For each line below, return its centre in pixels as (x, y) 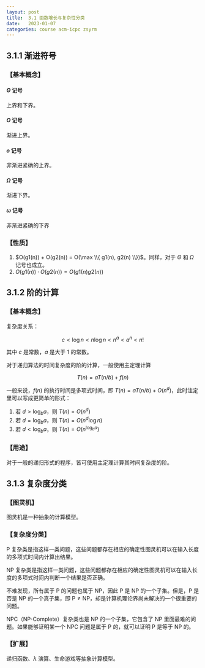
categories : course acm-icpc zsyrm (52, 29)
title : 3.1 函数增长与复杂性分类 (46, 18)
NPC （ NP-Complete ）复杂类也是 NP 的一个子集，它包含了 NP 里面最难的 (99, 619)
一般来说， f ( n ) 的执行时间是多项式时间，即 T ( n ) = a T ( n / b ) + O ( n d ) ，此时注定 (102, 390)
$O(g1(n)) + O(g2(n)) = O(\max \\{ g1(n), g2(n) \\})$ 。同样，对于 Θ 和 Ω (104, 257)
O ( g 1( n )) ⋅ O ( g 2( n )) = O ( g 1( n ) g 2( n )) (59, 271)
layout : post (23, 12)
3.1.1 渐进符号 (32, 56)
